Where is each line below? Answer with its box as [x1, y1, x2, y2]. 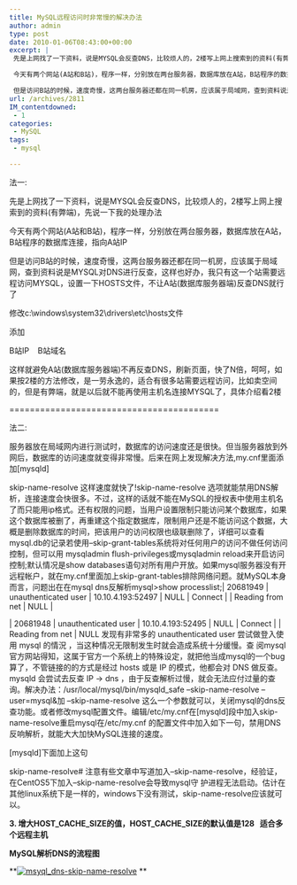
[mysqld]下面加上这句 [9, 747, 88, 757]
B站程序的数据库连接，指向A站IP [9, 237, 128, 247]
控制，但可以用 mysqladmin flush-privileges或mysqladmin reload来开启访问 [9, 548, 285, 559]
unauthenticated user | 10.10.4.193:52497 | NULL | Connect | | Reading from [9, 591, 284, 602]
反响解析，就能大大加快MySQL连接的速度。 [9, 728, 168, 739]
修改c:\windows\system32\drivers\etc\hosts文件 [9, 307, 184, 318]
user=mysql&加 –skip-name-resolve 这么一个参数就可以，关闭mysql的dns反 [9, 695, 286, 705]
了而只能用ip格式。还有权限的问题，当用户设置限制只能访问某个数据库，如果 [9, 504, 287, 515]
